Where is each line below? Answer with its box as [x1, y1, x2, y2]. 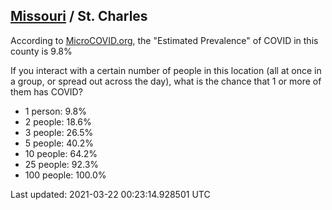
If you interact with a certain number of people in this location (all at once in [10, 64, 322, 76]
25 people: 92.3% [24, 158, 100, 170]
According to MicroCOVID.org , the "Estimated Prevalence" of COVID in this [10, 34, 319, 46]
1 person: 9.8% [24, 105, 87, 117]
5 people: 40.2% [24, 137, 95, 149]
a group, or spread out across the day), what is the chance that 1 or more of [10, 75, 322, 87]
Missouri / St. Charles [10, 8, 148, 25]
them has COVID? [10, 85, 83, 98]
